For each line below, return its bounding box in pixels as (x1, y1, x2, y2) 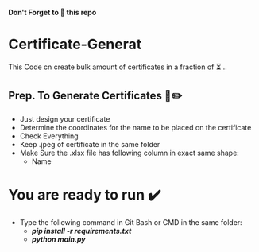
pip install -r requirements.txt (31, 226, 132, 235)
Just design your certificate (19, 114, 110, 123)
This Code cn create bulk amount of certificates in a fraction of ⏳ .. (8, 62, 228, 72)
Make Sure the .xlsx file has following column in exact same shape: (19, 148, 240, 157)
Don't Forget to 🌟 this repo (8, 8, 97, 17)
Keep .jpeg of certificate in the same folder (19, 139, 160, 149)
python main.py (31, 235, 86, 244)
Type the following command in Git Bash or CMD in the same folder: (19, 217, 242, 227)
